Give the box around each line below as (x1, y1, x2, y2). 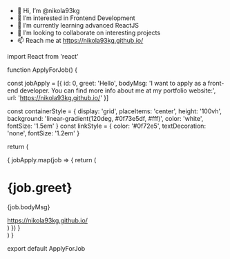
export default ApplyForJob (7, 244, 86, 252)
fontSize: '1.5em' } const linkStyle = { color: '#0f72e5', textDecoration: (7, 122, 206, 130)
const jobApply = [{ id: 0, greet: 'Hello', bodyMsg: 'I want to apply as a (7, 79, 207, 87)
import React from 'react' (7, 52, 79, 60)
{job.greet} (7, 180, 73, 196)
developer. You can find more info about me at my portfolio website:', (19, 86, 216, 95)
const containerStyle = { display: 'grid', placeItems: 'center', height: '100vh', (7, 107, 222, 115)
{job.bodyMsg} (7, 202, 50, 211)
